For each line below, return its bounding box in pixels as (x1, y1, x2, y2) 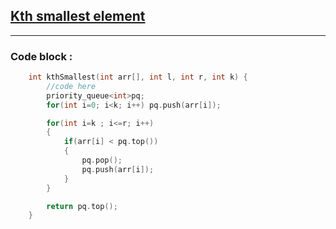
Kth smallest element (10, 8, 146, 25)
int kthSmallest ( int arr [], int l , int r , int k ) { (28, 72, 248, 83)
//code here (46, 81, 97, 91)
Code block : (10, 49, 73, 63)
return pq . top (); (46, 201, 118, 211)
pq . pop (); (81, 155, 123, 166)
